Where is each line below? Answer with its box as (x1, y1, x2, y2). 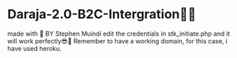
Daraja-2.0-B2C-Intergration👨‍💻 (7, 6, 197, 22)
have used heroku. (7, 44, 62, 52)
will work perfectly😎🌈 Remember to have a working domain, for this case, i (7, 36, 228, 45)
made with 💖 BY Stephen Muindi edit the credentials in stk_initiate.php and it (7, 29, 231, 38)
